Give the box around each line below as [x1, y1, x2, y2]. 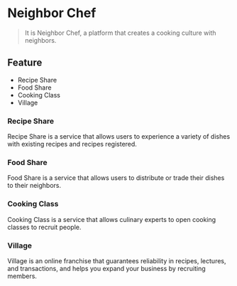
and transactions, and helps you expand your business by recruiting [7, 264, 206, 272]
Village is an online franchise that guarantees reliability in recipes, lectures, [7, 256, 226, 265]
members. [7, 272, 38, 280]
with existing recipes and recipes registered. [7, 140, 137, 149]
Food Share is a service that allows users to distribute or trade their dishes [7, 174, 225, 182]
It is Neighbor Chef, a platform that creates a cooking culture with [24, 28, 216, 37]
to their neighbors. [7, 181, 62, 190]
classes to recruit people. [7, 223, 82, 231]
